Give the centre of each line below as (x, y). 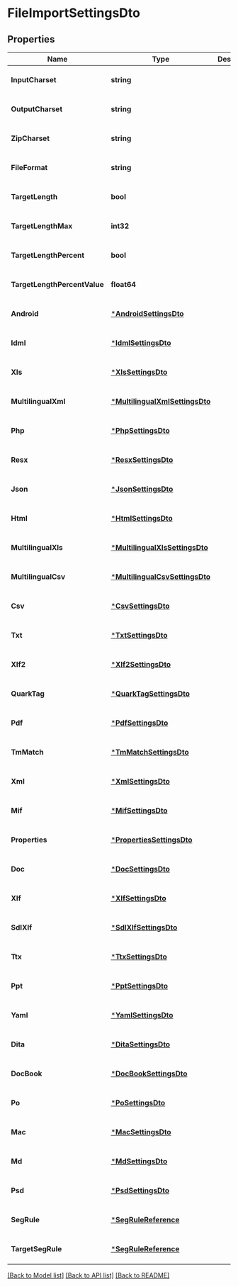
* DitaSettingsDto (141, 1044)
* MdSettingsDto (139, 1161)
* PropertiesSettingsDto (152, 840)
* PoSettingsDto (138, 1103)
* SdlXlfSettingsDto (144, 927)
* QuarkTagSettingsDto (150, 694)
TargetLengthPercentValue (57, 284)
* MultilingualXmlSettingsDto (161, 401)
